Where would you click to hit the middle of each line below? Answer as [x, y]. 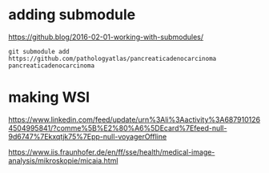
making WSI [49, 97]
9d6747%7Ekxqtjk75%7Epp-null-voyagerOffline [88, 136]
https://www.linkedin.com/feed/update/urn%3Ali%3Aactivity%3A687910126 [134, 119]
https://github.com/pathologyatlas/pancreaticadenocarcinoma [112, 58]
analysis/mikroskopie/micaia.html [63, 160]
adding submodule [72, 15]
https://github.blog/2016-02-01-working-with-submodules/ [106, 37]
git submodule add [39, 51]
